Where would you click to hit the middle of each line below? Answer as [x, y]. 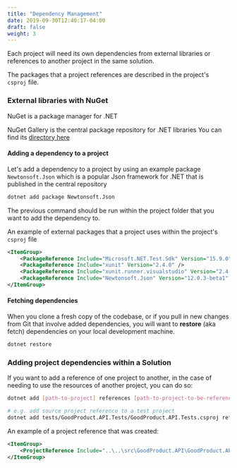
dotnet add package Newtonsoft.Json [61, 197]
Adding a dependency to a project [58, 153]
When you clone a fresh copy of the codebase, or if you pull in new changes [118, 317]
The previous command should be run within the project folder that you [111, 210]
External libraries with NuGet [58, 101]
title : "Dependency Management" [55, 14]
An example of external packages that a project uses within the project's [113, 232]
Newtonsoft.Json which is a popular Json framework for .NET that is [106, 176]
